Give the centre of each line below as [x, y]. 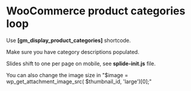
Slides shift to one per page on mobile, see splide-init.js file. [81, 63]
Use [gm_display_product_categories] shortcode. [69, 40]
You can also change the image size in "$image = [67, 75]
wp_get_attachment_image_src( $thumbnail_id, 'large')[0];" [79, 81]
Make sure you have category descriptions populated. [73, 51]
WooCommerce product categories [96, 11]
